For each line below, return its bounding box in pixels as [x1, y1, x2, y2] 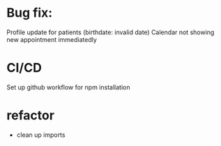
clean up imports [16, 131, 66, 139]
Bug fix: [6, 5, 53, 21]
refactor [6, 108, 55, 124]
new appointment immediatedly [6, 35, 97, 43]
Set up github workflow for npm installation [6, 82, 130, 92]
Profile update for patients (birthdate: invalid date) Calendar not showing [6, 28, 215, 36]
